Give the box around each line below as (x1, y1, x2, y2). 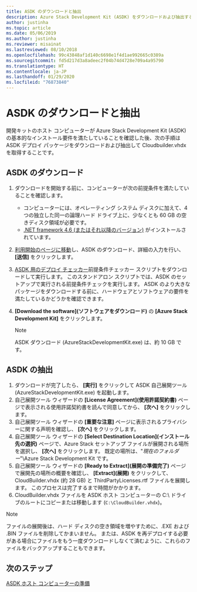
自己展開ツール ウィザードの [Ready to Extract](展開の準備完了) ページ (14, 462, 186, 469)
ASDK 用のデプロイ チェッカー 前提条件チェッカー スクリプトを (14, 266, 167, 273)
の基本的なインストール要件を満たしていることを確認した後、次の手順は (6, 134, 181, 141)
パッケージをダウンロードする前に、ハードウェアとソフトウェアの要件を (14, 288, 189, 295)
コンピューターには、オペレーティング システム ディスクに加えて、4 (23, 204, 188, 211)
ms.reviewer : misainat (6, 42, 62, 47)
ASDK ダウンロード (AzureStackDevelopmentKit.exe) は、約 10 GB (14, 338, 175, 346)
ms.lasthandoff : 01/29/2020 (6, 74, 75, 80)
